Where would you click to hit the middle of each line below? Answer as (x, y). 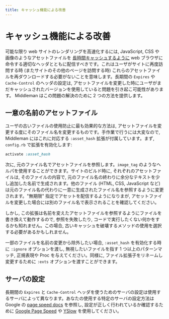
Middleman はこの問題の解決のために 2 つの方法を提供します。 (80, 95)
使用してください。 (102, 311)
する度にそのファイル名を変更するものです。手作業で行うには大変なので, (85, 132)
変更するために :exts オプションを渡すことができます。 (63, 262)
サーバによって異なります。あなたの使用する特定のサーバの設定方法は (82, 298)
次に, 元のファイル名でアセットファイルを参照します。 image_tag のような (81, 165)
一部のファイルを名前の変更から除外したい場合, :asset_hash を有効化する (81, 243)
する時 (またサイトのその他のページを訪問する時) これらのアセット (78, 70)
